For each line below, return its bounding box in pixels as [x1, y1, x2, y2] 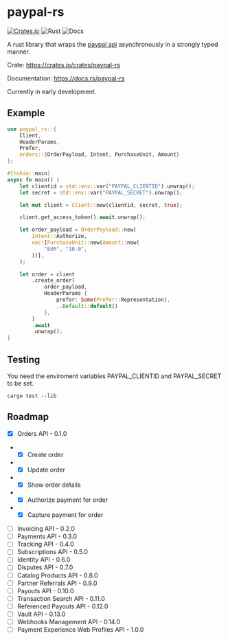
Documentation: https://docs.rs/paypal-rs [7, 74, 125, 82]
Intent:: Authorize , [32, 233, 88, 240]
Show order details [27, 481, 81, 489]
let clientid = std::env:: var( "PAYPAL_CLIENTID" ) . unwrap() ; [19, 183, 195, 190]
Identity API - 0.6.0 [16, 555, 71, 564]
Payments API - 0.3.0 [16, 532, 78, 540]
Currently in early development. [7, 87, 97, 96]
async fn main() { [7, 176, 60, 183]
